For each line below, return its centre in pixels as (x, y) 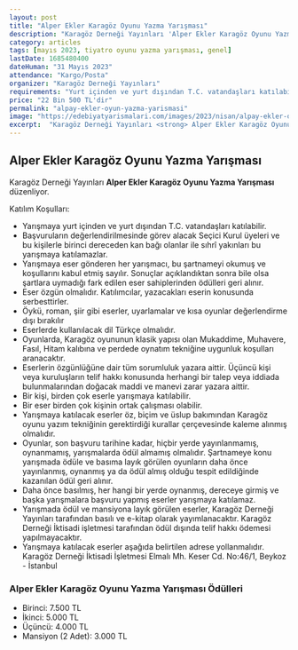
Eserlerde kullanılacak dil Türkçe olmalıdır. (98, 329)
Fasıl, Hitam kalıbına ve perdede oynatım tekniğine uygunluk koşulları (148, 348)
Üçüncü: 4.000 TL (55, 627)
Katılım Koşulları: (39, 209)
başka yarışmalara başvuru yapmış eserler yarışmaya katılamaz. (139, 499)
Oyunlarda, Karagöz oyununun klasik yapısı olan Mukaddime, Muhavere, (154, 339)
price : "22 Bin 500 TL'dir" (61, 100)
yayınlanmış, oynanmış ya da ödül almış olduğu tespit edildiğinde (140, 471)
